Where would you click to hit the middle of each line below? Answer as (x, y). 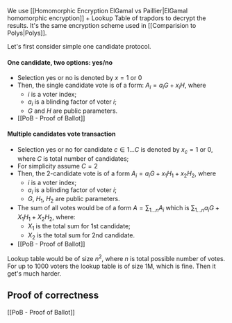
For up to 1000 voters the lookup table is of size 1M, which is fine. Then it (112, 266)
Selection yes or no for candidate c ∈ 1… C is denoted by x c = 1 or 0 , (115, 150)
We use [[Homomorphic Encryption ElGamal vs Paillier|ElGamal (98, 11)
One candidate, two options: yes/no (60, 62)
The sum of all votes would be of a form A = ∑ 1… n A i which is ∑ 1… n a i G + (118, 209)
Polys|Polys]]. (27, 33)
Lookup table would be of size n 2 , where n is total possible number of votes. (116, 258)
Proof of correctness (53, 296)
